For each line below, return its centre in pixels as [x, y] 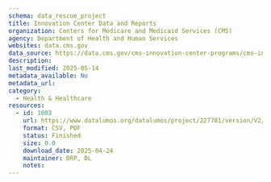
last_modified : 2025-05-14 [54, 68]
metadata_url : [32, 83]
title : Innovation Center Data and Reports [83, 23]
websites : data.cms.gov [48, 46]
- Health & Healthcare [54, 98]
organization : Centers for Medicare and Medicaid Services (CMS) [120, 31]
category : [25, 91]
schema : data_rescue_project [57, 16]
